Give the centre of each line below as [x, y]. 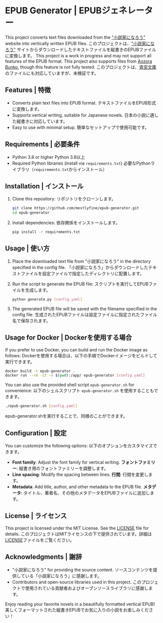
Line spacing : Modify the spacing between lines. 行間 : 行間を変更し [80, 474]
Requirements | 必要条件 [42, 144]
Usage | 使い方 [27, 249]
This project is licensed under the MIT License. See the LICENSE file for [77, 528]
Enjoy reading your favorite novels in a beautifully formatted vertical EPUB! [80, 604]
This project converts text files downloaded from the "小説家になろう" [75, 37]
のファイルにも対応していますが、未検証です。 [52, 73]
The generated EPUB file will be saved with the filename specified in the [84, 309]
